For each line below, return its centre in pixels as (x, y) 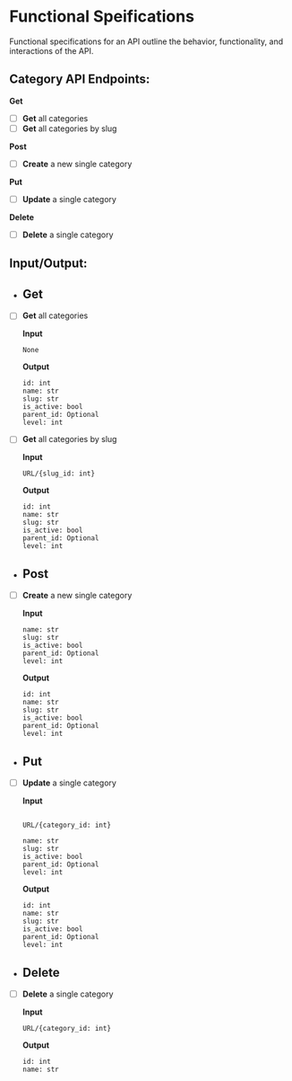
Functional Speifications (102, 17)
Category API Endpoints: (80, 80)
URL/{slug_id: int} (59, 474)
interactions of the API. (52, 50)
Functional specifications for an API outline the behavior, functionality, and (146, 41)
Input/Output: (48, 264)
